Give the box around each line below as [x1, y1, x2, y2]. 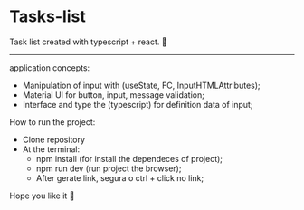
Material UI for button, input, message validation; [22, 89, 205, 100]
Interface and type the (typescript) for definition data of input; [22, 99, 253, 110]
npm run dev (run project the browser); [35, 163, 182, 174]
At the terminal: [22, 143, 80, 155]
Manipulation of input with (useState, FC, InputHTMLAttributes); [22, 80, 261, 91]
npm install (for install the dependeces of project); [35, 153, 223, 164]
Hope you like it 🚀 [9, 190, 75, 201]
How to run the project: [9, 116, 96, 128]
